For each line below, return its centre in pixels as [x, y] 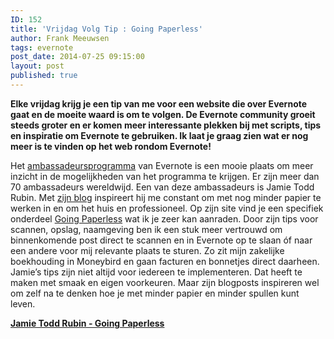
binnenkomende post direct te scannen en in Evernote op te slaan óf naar [161, 240]
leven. [23, 303]
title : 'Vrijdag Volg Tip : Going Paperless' [106, 29]
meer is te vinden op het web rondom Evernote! [111, 146]
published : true [44, 76]
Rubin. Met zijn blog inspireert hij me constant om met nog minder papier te [166, 197]
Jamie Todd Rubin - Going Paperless [87, 323]
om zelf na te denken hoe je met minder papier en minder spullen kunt [155, 293]
